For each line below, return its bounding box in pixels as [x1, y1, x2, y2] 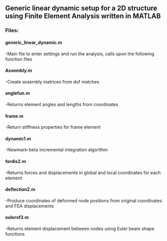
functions [5, 231, 25, 237]
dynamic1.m [5, 135, 32, 141]
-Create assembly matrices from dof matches [5, 78, 99, 85]
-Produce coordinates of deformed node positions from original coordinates [5, 197, 162, 203]
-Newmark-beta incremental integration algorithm [5, 147, 108, 153]
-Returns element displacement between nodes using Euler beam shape [5, 225, 154, 231]
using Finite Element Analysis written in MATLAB [5, 12, 161, 21]
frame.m [5, 113, 24, 119]
